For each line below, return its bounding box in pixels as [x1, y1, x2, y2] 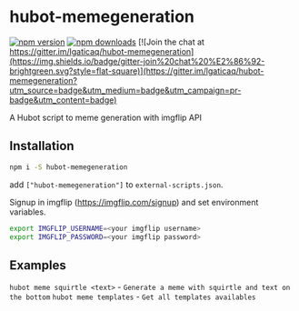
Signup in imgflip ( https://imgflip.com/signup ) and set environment [9, 196, 259, 207]
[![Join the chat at [137, 36, 204, 47]
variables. [9, 206, 46, 217]
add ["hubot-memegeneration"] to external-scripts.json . [9, 179, 224, 190]
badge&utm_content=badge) [9, 94, 117, 105]
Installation [9, 138, 75, 154]
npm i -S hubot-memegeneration [9, 162, 128, 172]
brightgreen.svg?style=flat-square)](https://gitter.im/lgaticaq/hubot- [9, 65, 264, 76]
